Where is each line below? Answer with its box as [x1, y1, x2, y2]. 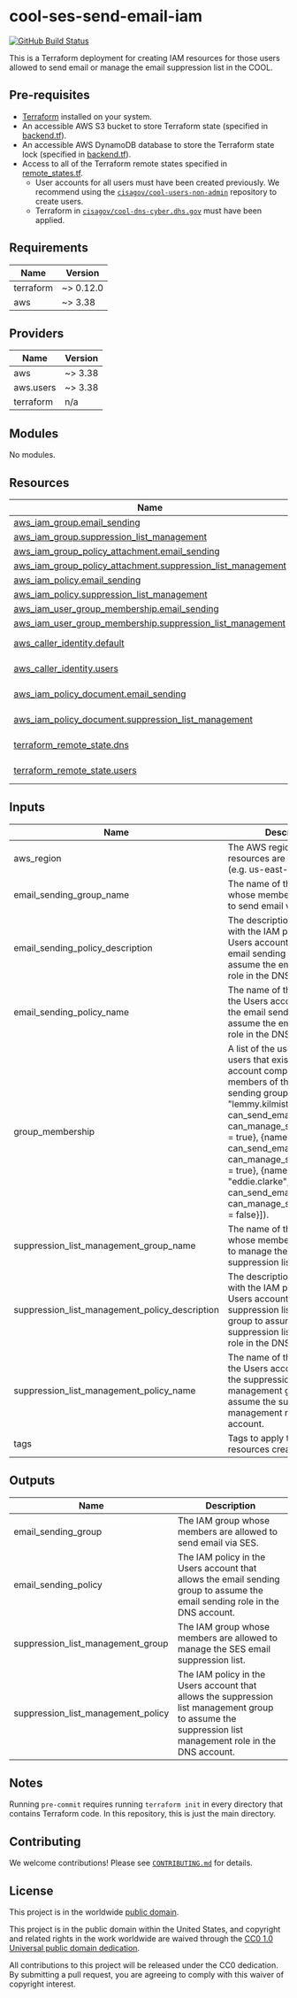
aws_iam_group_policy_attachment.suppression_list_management [13, 559, 287, 572]
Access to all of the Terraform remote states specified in [21, 158, 228, 169]
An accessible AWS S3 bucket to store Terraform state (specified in [21, 120, 268, 131]
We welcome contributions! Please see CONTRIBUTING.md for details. [9, 1857, 254, 1869]
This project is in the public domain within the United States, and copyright [9, 1924, 281, 1935]
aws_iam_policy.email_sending [13, 574, 141, 586]
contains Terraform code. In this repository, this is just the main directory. [9, 1809, 277, 1819]
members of [227, 1076, 278, 1088]
